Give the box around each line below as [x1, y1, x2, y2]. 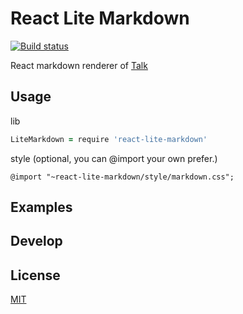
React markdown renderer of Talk [10, 59, 148, 71]
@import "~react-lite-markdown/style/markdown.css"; [10, 172, 235, 182]
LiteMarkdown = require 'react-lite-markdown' [10, 134, 208, 144]
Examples [10, 199, 73, 216]
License [10, 267, 61, 284]
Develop [10, 233, 63, 250]
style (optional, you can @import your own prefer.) [10, 152, 218, 164]
